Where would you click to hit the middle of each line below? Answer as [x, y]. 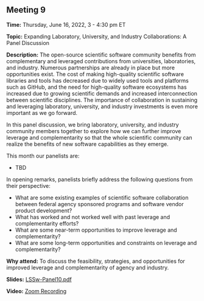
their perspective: [28, 185]
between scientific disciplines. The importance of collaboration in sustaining [102, 100]
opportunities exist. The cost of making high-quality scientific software [95, 74]
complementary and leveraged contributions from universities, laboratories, [101, 61]
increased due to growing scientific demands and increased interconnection [102, 93]
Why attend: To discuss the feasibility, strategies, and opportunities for [96, 261]
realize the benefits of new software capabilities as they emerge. [87, 144]
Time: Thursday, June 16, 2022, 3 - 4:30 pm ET [66, 24]
